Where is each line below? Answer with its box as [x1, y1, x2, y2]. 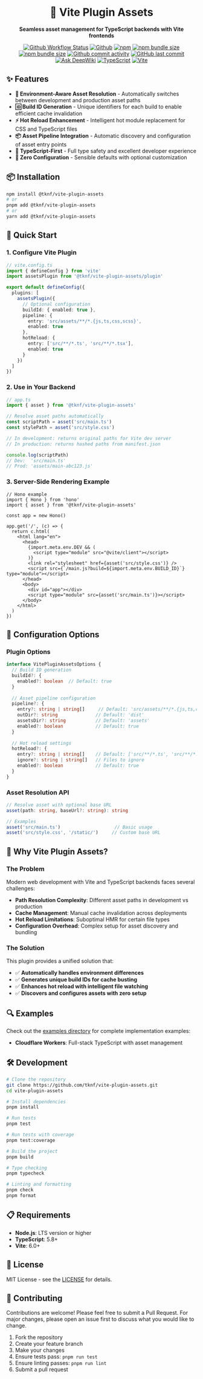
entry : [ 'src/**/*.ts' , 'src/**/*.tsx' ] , [28, 341, 134, 347]
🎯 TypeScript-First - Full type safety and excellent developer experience [14, 147, 196, 154]
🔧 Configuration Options [6, 629, 100, 640]
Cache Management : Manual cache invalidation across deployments [14, 909, 187, 917]
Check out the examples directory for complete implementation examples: [6, 1027, 191, 1035]
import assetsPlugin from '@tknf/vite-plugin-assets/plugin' [6, 274, 164, 280]
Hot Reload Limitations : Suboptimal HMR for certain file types [14, 916, 170, 923]
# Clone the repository [6, 1076, 66, 1083]
